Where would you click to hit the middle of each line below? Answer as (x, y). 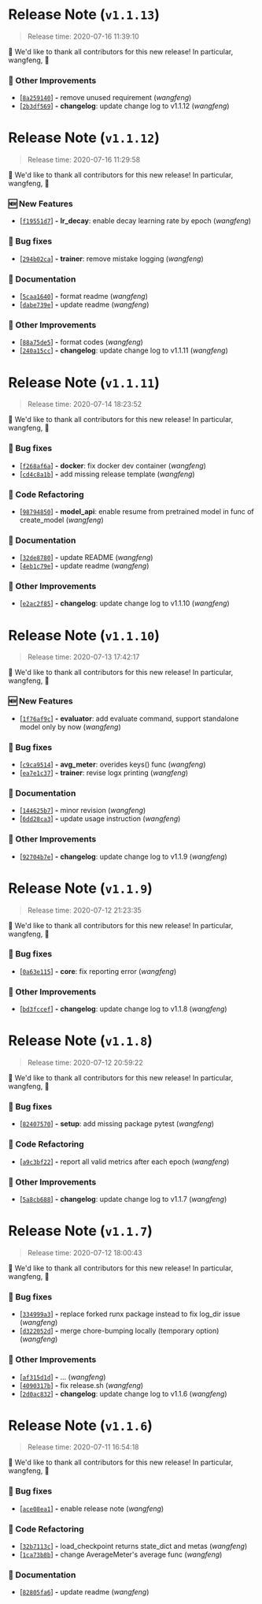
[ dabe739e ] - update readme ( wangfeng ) (84, 304)
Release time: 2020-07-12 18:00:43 (85, 1252)
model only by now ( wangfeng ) (70, 726)
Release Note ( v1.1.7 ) (81, 1231)
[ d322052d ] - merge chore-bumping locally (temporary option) (119, 1331)
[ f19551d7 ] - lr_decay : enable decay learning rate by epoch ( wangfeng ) (135, 221)
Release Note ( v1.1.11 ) (84, 382)
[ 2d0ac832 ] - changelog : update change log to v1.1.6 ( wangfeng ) (123, 1393)
